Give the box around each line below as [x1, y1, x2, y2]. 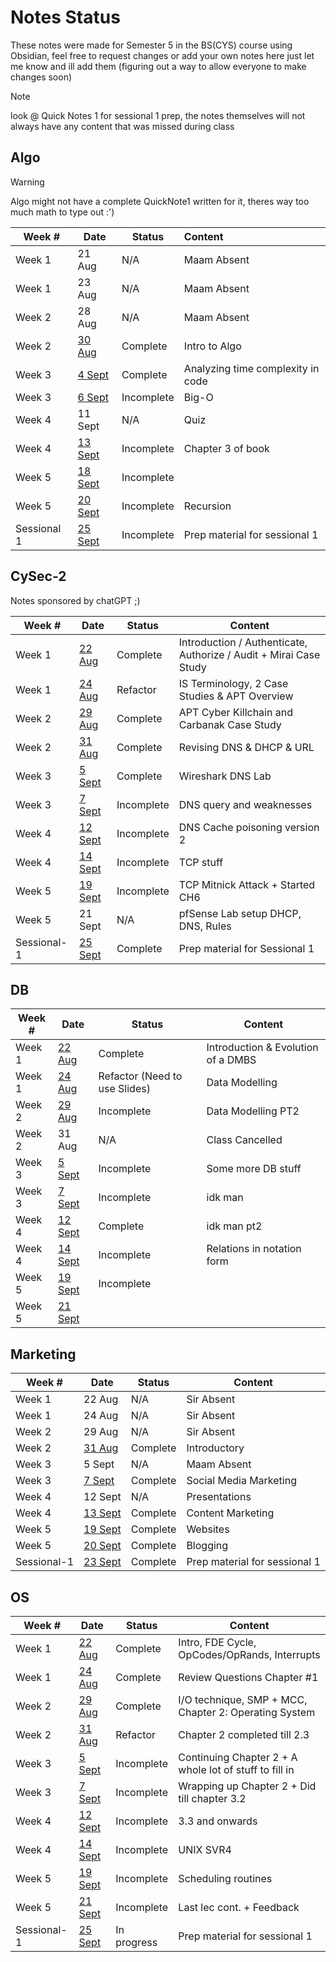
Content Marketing [186, 1506, 275, 1520]
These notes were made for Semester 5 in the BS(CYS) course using [10, 39, 293, 51]
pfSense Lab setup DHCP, [178, 906, 302, 920]
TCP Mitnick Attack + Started [178, 877, 316, 891]
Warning [10, 176, 45, 188]
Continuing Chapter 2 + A [178, 1751, 298, 1764]
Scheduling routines [178, 1872, 273, 1885]
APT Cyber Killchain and [178, 705, 293, 719]
